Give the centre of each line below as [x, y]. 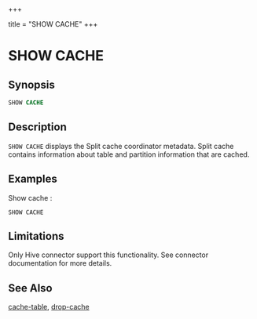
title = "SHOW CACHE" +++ [53, 24]
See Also [30, 288]
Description [37, 127]
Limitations [36, 236]
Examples [33, 179]
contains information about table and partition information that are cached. [129, 154]
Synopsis [31, 84]
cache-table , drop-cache [49, 307]
